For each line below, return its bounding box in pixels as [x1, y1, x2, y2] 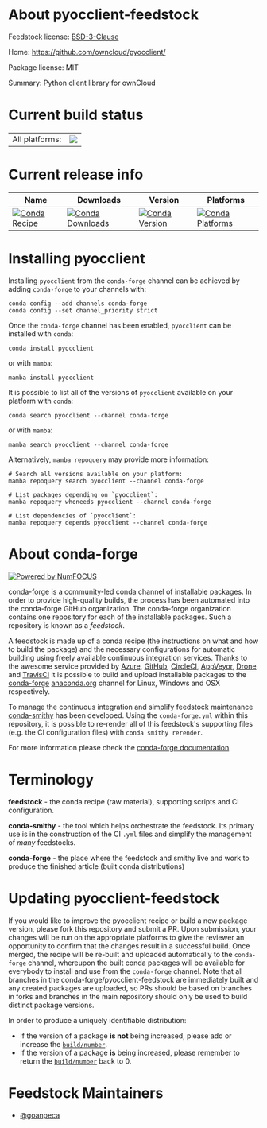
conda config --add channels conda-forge [8, 300, 148, 308]
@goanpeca [19, 1111, 60, 1120]
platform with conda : [8, 396, 74, 405]
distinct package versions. [8, 1000, 95, 1010]
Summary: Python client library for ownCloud [8, 78, 157, 87]
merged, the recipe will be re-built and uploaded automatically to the [8, 949, 233, 959]
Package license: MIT [8, 62, 79, 72]
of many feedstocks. [8, 837, 76, 847]
